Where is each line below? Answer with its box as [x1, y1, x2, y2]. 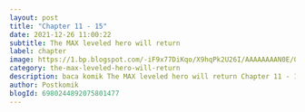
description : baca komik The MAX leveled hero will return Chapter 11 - [9, 72, 290, 81]
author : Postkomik [9, 80, 79, 89]
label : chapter [9, 47, 67, 56]
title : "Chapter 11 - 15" [9, 22, 107, 31]
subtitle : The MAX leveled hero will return [9, 38, 181, 48]
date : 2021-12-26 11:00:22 [9, 30, 112, 39]
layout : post [9, 13, 59, 23]
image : [9, 55, 34, 64]
